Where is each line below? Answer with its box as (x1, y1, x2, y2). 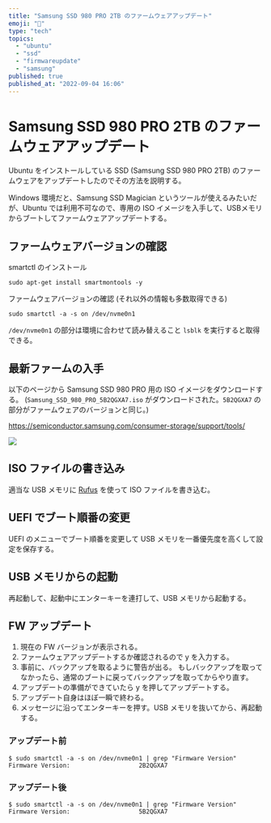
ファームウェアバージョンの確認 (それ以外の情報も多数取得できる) (8, 294, 228, 304)
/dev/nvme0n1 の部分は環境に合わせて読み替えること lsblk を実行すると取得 (8, 325, 260, 335)
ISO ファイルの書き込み (8, 461, 125, 475)
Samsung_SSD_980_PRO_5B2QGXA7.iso (27, 396, 144, 405)
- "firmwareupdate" (15, 58, 82, 66)
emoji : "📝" (8, 19, 45, 28)
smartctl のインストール (8, 263, 87, 272)
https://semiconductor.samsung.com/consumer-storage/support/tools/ (8, 421, 245, 431)
